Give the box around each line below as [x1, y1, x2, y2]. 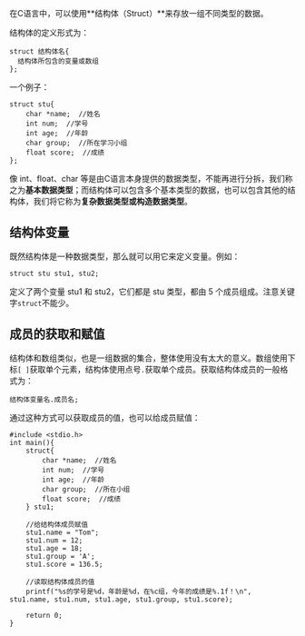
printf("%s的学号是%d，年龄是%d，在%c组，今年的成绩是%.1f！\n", [25, 587, 252, 596]
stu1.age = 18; [25, 543, 84, 552]
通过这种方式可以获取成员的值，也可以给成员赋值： [9, 412, 201, 422]
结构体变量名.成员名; [9, 394, 79, 404]
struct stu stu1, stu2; [9, 269, 100, 278]
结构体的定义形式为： [9, 27, 89, 38]
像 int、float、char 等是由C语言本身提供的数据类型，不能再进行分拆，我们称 [9, 174, 293, 184]
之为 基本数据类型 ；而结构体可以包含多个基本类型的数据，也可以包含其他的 [9, 184, 288, 195]
